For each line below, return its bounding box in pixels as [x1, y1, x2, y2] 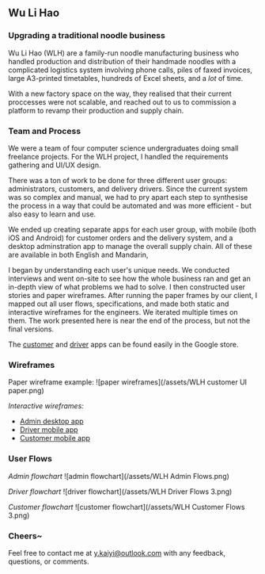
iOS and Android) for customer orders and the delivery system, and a [8, 233, 233, 243]
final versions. [8, 324, 54, 334]
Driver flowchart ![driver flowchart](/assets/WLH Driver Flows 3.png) [8, 487, 233, 496]
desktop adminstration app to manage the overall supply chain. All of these [8, 241, 252, 251]
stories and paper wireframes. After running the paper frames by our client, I [8, 290, 258, 300]
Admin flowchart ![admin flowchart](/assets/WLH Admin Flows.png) [8, 471, 229, 480]
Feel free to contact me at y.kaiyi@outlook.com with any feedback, [8, 548, 226, 557]
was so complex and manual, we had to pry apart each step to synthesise [8, 192, 248, 201]
